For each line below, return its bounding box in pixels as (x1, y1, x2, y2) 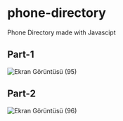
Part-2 (7, 88, 37, 100)
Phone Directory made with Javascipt (7, 28, 116, 37)
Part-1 (7, 49, 34, 60)
